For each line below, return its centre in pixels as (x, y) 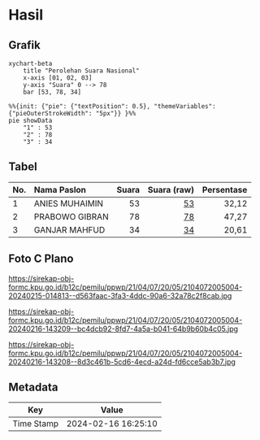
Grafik (24, 45)
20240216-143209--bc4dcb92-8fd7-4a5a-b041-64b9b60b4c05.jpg (123, 329)
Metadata (33, 388)
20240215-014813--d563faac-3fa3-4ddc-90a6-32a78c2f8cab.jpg (120, 295)
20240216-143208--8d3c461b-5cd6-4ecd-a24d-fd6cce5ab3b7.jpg (122, 362)
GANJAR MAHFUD (69, 229)
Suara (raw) (171, 190)
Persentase (225, 190)
